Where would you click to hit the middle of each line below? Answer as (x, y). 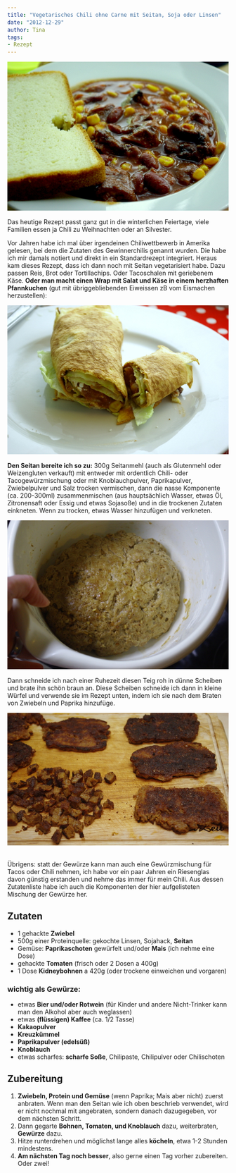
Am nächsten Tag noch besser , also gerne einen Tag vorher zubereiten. (123, 1155)
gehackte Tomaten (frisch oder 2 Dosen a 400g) (88, 963)
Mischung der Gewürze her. (47, 894)
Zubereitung (35, 1079)
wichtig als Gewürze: (44, 989)
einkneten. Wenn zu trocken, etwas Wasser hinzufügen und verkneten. (110, 510)
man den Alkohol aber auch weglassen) (74, 1012)
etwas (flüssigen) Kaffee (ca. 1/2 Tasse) (76, 1019)
